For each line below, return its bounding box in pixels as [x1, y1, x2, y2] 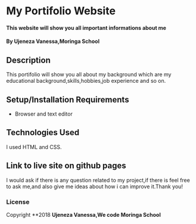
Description [6, 55, 51, 65]
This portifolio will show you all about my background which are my [6, 71, 172, 78]
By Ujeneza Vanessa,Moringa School [6, 38, 100, 45]
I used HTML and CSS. [6, 143, 62, 150]
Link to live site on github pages [6, 161, 126, 171]
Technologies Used [6, 127, 79, 138]
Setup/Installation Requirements [6, 94, 129, 105]
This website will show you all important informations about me [6, 24, 167, 31]
